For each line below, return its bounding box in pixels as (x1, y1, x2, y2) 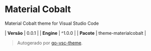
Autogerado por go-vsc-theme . (17, 39, 83, 46)
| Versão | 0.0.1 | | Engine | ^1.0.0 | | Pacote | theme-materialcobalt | (5, 30, 146, 36)
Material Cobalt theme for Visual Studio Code (5, 20, 99, 26)
